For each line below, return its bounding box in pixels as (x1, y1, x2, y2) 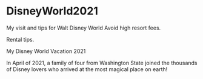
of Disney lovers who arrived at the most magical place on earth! (6, 65, 168, 73)
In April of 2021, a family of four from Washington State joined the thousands (6, 59, 198, 66)
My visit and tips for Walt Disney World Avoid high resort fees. (6, 24, 161, 31)
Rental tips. (6, 36, 35, 43)
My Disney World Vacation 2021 (6, 47, 86, 55)
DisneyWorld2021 (6, 4, 99, 18)
